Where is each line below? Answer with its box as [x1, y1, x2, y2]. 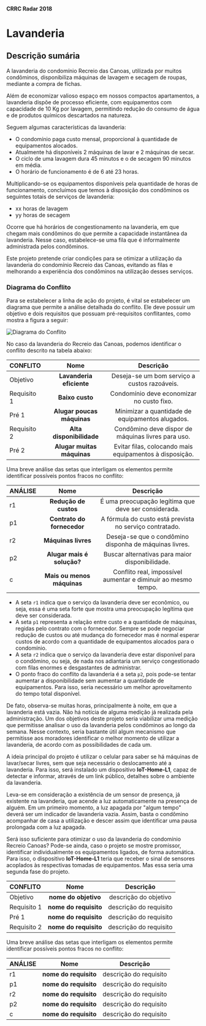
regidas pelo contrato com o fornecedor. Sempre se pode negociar [15, 625, 185, 632]
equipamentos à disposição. [112, 450, 194, 458]
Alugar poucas [53, 407, 98, 415]
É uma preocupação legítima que [100, 497, 195, 506]
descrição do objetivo [109, 893, 172, 901]
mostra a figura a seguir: [6, 316, 69, 323]
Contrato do [49, 514, 86, 523]
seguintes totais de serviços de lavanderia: [6, 193, 115, 200]
